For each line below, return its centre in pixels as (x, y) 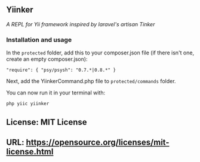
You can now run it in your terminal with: (56, 93)
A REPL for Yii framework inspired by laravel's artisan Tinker (81, 24)
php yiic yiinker (28, 104)
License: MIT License (47, 122)
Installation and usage (39, 39)
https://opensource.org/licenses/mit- (98, 142)
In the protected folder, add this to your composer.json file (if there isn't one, (100, 53)
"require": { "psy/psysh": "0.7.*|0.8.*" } (61, 70)
